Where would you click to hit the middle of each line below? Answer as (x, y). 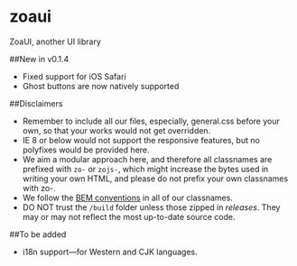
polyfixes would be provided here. (86, 150)
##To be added (38, 234)
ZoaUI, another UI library (56, 41)
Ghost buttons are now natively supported (101, 86)
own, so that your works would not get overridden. (116, 130)
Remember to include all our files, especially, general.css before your (151, 121)
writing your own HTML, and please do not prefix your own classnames (155, 179)
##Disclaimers (36, 103)
